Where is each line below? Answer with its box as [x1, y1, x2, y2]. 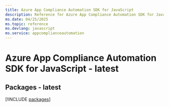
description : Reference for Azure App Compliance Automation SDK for [5, 12, 154, 17]
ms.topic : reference [5, 21, 49, 27]
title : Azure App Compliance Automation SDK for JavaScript [5, 7, 134, 13]
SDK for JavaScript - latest [5, 63, 119, 74]
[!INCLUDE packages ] [5, 96, 51, 102]
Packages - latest [5, 83, 61, 91]
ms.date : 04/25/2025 [5, 17, 49, 22]
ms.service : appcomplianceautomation [5, 31, 84, 36]
